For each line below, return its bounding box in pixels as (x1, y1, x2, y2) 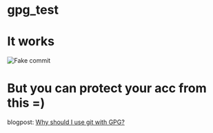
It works (7, 34, 55, 50)
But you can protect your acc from (7, 81, 207, 96)
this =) (7, 95, 45, 111)
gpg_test (7, 2, 59, 18)
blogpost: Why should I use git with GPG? (7, 118, 125, 126)
